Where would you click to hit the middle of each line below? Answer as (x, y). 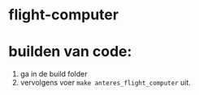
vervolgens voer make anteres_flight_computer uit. (105, 83)
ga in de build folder (54, 74)
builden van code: (70, 52)
